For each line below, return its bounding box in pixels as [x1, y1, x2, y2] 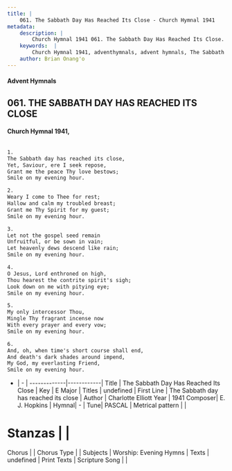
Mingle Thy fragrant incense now [7, 315, 104, 322]
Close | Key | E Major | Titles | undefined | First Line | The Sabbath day [17, 386, 218, 395]
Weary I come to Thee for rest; [7, 194, 100, 201]
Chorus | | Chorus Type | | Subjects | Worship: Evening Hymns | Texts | [7, 449, 210, 457]
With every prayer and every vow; [7, 322, 107, 329]
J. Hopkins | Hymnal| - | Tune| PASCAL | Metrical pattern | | [17, 401, 187, 410]
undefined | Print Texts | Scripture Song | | [7, 456, 128, 464]
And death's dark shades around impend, [7, 354, 126, 361]
